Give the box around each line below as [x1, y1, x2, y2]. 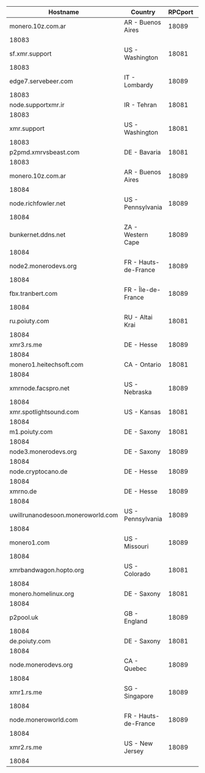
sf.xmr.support [9, 49, 52, 57]
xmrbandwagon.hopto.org [9, 566, 84, 574]
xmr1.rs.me [9, 688, 43, 696]
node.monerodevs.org [9, 661, 73, 669]
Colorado [124, 570, 151, 578]
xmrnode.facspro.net [9, 384, 70, 392]
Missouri [124, 542, 149, 551]
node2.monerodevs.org [9, 262, 77, 270]
